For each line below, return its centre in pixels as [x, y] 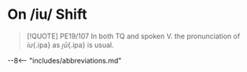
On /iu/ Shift [47, 14]
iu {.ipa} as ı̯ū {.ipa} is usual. [70, 45]
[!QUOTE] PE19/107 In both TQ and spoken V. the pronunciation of [133, 36]
